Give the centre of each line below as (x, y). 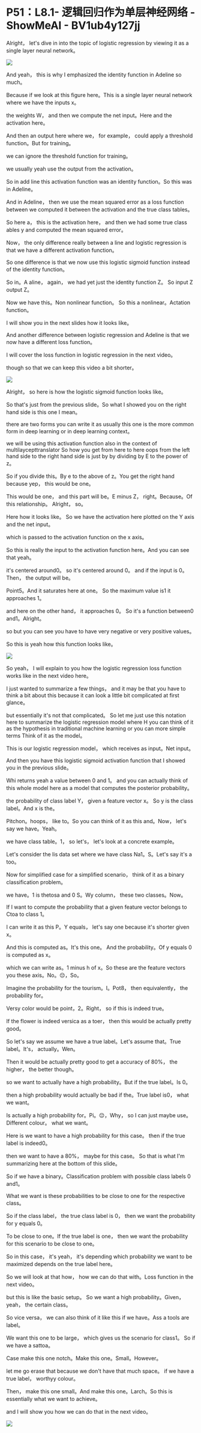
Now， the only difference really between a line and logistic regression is (97, 242)
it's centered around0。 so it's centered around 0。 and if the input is (92, 570)
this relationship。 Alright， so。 (46, 504)
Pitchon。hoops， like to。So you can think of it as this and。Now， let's (97, 821)
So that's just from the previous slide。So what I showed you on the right (96, 404)
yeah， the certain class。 (39, 1305)
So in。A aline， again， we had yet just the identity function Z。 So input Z (100, 282)
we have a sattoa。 (30, 1345)
